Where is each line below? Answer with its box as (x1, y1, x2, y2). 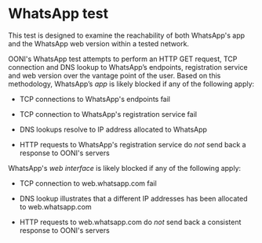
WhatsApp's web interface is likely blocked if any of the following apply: (8, 163, 242, 172)
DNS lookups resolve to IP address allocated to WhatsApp (19, 125, 208, 134)
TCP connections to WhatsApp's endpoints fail (19, 94, 171, 103)
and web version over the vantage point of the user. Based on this (8, 71, 221, 80)
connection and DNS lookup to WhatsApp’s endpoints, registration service (8, 62, 249, 71)
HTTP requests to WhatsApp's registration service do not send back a (19, 140, 246, 149)
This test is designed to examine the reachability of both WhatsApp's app (8, 31, 246, 40)
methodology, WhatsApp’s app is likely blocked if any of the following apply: (8, 79, 255, 89)
